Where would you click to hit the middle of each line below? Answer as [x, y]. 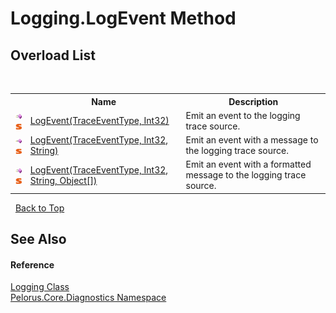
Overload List [53, 55]
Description [253, 101]
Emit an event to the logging [243, 115]
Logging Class [40, 287]
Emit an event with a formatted [248, 164]
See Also [38, 239]
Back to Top [39, 208]
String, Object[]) [63, 180]
